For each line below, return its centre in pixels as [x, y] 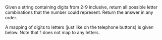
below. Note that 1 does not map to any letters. [53, 32]
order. [11, 18]
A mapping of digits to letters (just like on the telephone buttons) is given [79, 27]
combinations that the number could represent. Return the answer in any [79, 12]
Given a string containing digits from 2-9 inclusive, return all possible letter [81, 7]
